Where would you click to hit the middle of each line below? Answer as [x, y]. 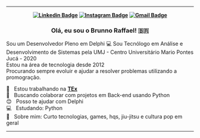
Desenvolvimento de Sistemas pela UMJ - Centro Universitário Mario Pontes [100, 52]
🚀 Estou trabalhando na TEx [42, 89]
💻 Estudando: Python [35, 108]
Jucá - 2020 [21, 58]
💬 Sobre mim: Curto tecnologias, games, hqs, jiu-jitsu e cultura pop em [94, 116]
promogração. [24, 77]
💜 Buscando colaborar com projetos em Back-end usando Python [88, 95]
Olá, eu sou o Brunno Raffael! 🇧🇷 [100, 30]
